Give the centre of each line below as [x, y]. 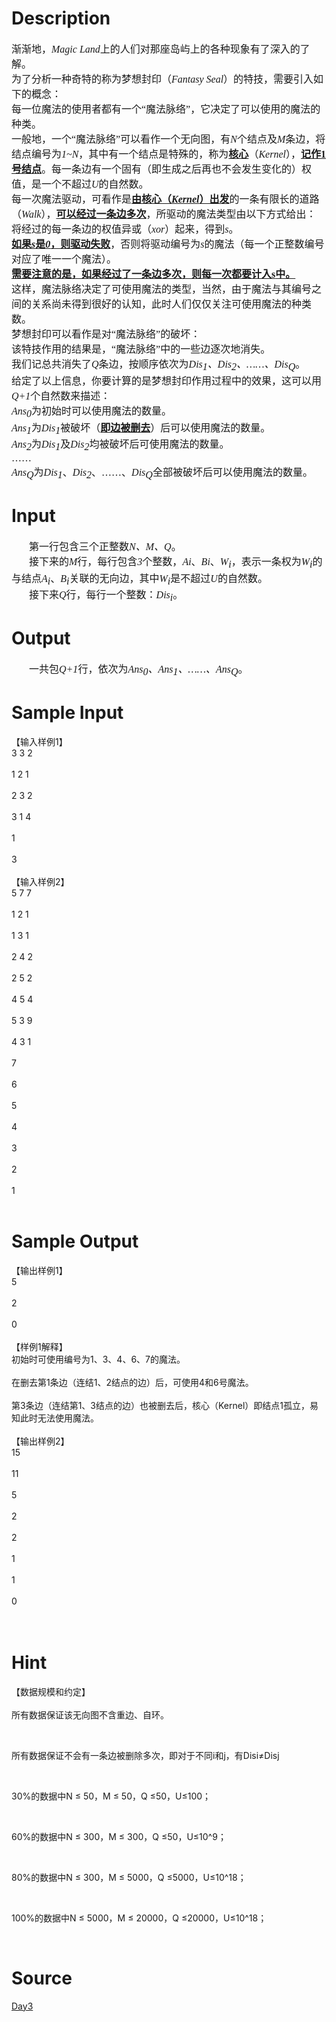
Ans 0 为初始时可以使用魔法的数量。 [92, 412]
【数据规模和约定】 [51, 1691]
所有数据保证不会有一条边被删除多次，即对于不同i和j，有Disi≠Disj [145, 1755]
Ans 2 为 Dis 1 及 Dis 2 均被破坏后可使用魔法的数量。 [120, 445]
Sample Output [75, 1241]
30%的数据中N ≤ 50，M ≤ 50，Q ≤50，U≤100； [111, 1796]
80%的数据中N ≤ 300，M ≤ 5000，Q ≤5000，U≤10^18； [129, 1877]
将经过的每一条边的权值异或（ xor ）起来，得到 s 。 [125, 229]
